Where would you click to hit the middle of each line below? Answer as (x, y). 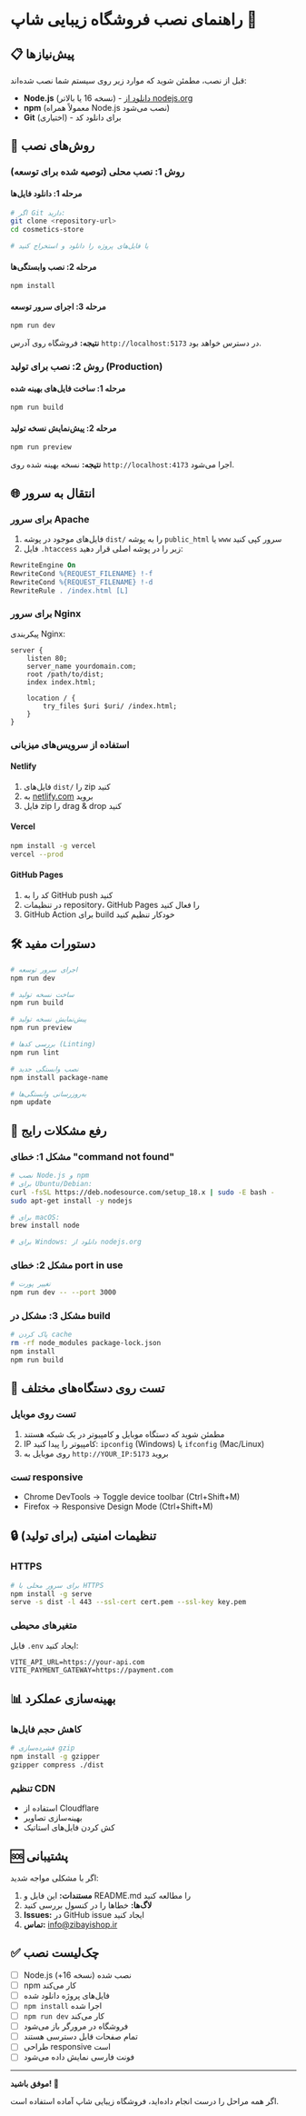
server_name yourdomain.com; (82, 666)
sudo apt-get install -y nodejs (71, 1201)
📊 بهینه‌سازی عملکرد (63, 1698)
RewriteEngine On (43, 565)
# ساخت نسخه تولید (43, 994)
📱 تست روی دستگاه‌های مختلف (88, 1388)
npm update (31, 1103)
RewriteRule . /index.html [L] (69, 591)
